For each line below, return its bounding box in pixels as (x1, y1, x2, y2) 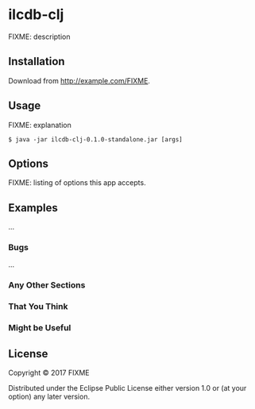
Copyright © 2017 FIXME (8, 368, 90, 378)
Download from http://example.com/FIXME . (8, 75, 151, 85)
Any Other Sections (8, 280, 86, 291)
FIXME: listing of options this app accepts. (8, 178, 146, 187)
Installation (8, 55, 65, 68)
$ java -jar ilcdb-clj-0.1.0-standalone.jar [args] (8, 135, 183, 144)
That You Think (8, 301, 68, 312)
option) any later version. (8, 392, 90, 402)
